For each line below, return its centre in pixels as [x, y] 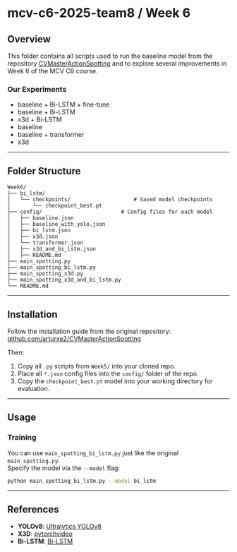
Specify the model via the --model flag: [63, 468]
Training [22, 438]
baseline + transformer [51, 135]
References [33, 509]
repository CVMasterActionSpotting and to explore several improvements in [117, 64]
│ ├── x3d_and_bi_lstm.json [52, 249]
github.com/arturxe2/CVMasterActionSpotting [74, 338]
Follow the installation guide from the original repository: [89, 331]
